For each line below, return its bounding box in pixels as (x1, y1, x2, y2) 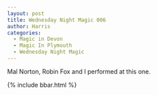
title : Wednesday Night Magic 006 (7, 17, 107, 23)
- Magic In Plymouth (13, 42, 72, 49)
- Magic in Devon (13, 36, 63, 43)
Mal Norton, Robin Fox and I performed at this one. (7, 67, 151, 76)
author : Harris (7, 23, 51, 30)
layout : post (7, 10, 45, 17)
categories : (7, 29, 41, 36)
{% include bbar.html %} (7, 81, 77, 89)
